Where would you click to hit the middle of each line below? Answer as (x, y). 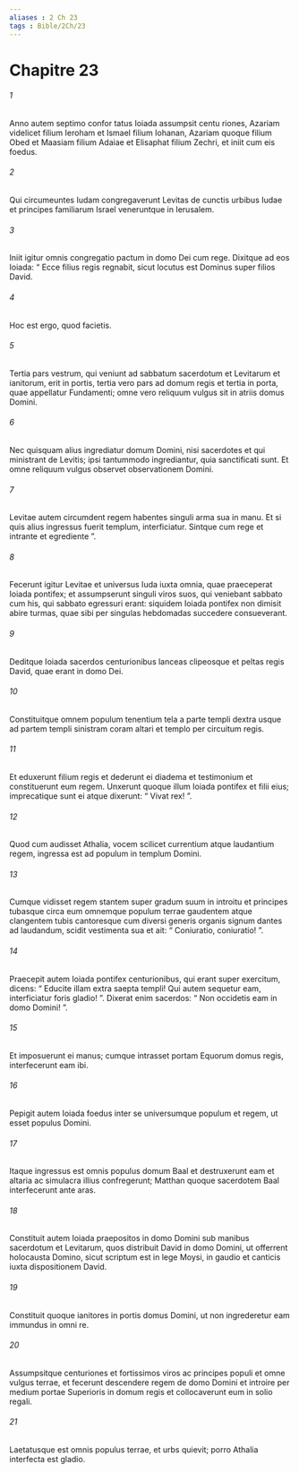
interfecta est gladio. (47, 1459)
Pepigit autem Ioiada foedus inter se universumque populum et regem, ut (144, 1113)
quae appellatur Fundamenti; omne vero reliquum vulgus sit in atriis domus (147, 392)
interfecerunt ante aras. (53, 1190)
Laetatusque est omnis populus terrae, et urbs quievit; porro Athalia (134, 1449)
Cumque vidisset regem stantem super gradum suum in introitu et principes (149, 902)
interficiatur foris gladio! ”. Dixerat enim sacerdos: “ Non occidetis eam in (143, 998)
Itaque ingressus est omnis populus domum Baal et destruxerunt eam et (142, 1171)
